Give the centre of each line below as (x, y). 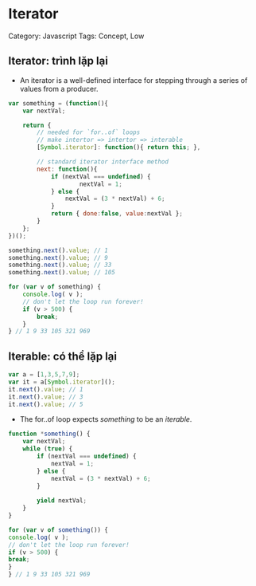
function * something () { (49, 434)
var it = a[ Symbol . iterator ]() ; (62, 382)
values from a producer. (59, 88)
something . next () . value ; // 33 (60, 265)
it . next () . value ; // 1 (46, 389)
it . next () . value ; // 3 (46, 397)
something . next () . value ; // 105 (62, 273)
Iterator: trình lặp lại (58, 61)
